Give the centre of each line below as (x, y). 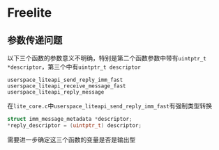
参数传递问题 (35, 40)
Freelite (30, 13)
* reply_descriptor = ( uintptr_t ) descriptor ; (74, 125)
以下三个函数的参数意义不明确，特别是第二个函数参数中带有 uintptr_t (107, 58)
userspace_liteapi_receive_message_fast (67, 86)
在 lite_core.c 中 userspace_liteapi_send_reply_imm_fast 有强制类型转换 (110, 106)
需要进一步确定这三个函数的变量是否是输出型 (71, 140)
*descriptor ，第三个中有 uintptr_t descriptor (74, 67)
